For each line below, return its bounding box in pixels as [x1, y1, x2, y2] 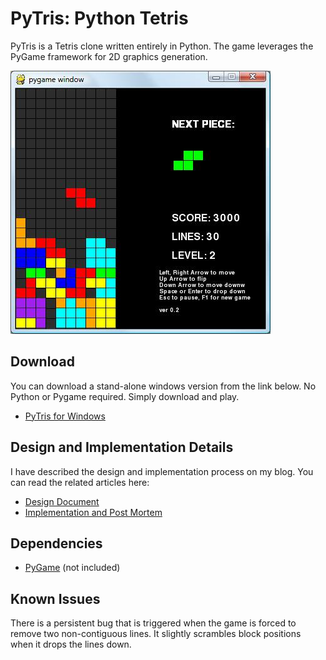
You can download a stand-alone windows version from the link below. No [10, 380, 317, 392]
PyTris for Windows [24, 410, 106, 422]
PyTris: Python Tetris [10, 7, 189, 30]
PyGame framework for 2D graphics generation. [10, 50, 208, 62]
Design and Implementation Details [10, 439, 234, 456]
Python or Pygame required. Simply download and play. [10, 390, 240, 402]
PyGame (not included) [24, 562, 121, 574]
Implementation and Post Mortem [24, 506, 163, 518]
